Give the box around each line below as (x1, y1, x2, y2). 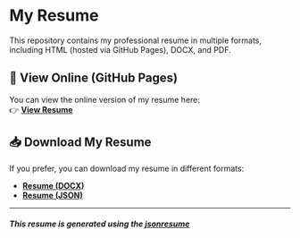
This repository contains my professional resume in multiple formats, (9, 35, 262, 46)
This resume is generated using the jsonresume (9, 218, 190, 229)
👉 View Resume (9, 104, 73, 115)
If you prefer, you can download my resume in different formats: (9, 163, 245, 174)
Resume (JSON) (21, 190, 83, 200)
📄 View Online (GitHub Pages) (9, 71, 179, 86)
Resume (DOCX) (21, 180, 85, 191)
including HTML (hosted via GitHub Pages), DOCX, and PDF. (9, 44, 231, 55)
